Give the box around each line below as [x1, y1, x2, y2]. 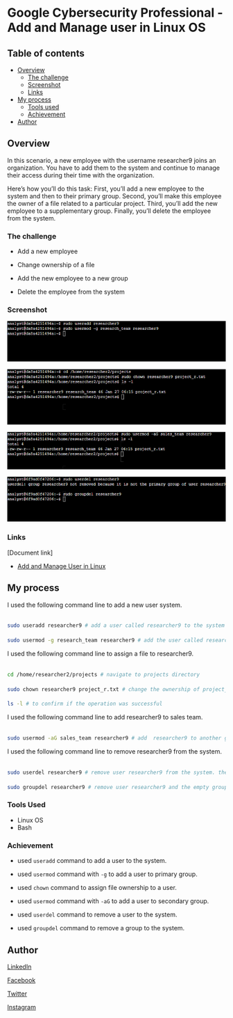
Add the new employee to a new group [17, 274, 128, 283]
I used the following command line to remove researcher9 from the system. [7, 747, 222, 756]
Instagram [7, 1003, 36, 1011]
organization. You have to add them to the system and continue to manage [7, 164, 221, 172]
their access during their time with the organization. [7, 170, 155, 179]
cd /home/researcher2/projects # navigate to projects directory [7, 671, 200, 678]
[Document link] [7, 548, 53, 557]
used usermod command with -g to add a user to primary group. [17, 870, 198, 878]
